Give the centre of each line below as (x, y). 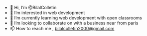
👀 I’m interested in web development (47, 13)
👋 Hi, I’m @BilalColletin (33, 8)
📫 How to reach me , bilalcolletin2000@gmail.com (62, 28)
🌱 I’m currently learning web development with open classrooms (76, 18)
